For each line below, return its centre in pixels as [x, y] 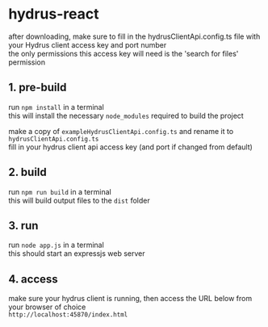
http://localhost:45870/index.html [68, 315]
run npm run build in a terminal [60, 191]
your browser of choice [47, 307]
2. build [27, 172]
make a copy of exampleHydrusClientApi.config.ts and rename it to [121, 131]
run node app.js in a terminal [57, 245]
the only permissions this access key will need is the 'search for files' [124, 53]
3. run [23, 226]
